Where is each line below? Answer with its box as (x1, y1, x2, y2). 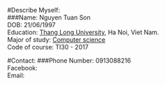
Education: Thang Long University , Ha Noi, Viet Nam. (7, 28, 159, 36)
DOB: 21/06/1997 (7, 21, 56, 29)
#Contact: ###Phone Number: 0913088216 (7, 56, 131, 65)
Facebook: (7, 64, 38, 72)
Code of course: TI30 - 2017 (7, 43, 89, 51)
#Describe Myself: (7, 6, 61, 14)
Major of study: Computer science (7, 36, 106, 44)
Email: (7, 71, 25, 79)
